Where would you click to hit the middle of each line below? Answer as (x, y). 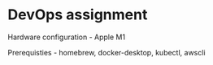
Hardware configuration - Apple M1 (67, 37)
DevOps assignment (78, 15)
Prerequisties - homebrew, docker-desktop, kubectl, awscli (106, 52)
